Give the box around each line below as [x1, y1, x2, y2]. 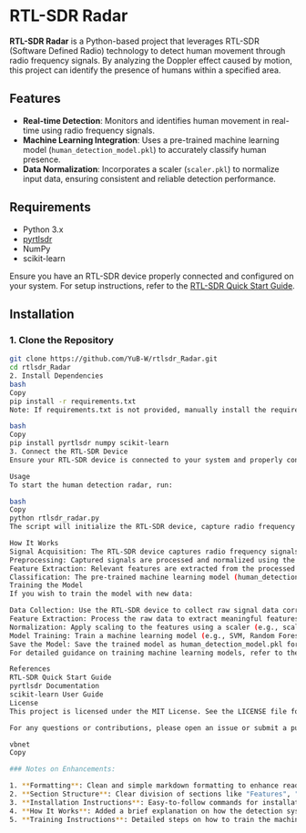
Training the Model [9, 581, 84, 590]
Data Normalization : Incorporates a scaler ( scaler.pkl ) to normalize [22, 163, 280, 174]
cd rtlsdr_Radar [9, 363, 71, 372]
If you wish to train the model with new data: [9, 589, 194, 599]
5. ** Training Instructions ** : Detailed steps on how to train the [9, 815, 271, 824]
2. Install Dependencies [9, 371, 104, 381]
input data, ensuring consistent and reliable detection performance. [22, 173, 276, 184]
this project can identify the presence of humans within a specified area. [9, 65, 281, 76]
